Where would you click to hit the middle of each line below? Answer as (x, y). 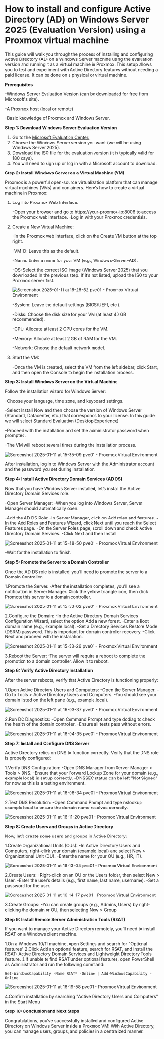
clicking (13, 910)
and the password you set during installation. (50, 469)
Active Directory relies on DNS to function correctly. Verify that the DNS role (82, 752)
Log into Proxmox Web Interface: (45, 202)
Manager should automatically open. (42, 508)
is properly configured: (28, 758)
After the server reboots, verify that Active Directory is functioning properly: (82, 680)
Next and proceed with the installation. (44, 636)
